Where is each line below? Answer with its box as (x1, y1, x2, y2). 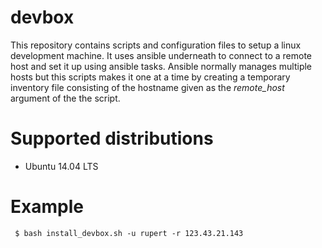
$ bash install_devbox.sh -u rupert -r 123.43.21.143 (14, 228, 244, 238)
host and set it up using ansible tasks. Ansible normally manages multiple (10, 60, 313, 72)
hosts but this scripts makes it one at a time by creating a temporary (10, 71, 291, 83)
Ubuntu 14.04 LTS (24, 160, 99, 172)
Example (10, 196, 84, 218)
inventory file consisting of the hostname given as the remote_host (10, 81, 285, 93)
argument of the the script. (10, 92, 121, 104)
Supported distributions (10, 127, 214, 150)
